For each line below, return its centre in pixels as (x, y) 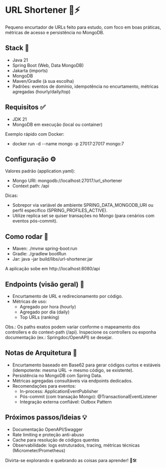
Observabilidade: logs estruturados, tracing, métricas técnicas (76, 445)
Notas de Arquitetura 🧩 (41, 353)
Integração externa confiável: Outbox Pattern (66, 402)
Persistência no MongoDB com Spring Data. (57, 375)
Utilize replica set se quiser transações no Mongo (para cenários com (83, 216)
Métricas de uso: (29, 301)
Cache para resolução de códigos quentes (56, 440)
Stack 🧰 (17, 48)
